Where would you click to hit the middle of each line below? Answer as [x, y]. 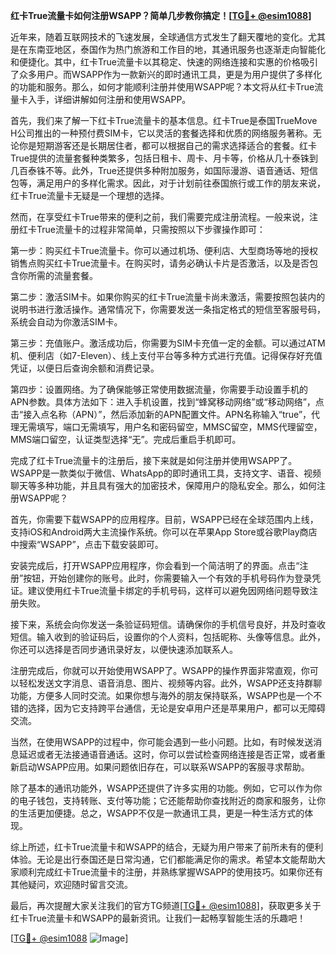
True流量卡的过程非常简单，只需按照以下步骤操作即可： [151, 229]
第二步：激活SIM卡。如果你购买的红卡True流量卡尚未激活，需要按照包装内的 [168, 297]
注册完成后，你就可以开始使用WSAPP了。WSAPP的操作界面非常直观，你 [160, 670]
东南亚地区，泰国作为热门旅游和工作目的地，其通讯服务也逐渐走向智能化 [176, 49]
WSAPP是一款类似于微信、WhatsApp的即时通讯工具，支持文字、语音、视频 [166, 473]
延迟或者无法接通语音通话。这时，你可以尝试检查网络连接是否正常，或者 [167, 754]
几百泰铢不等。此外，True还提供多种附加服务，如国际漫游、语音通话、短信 [164, 170]
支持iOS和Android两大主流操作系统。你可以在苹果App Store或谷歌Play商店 [164, 532]
